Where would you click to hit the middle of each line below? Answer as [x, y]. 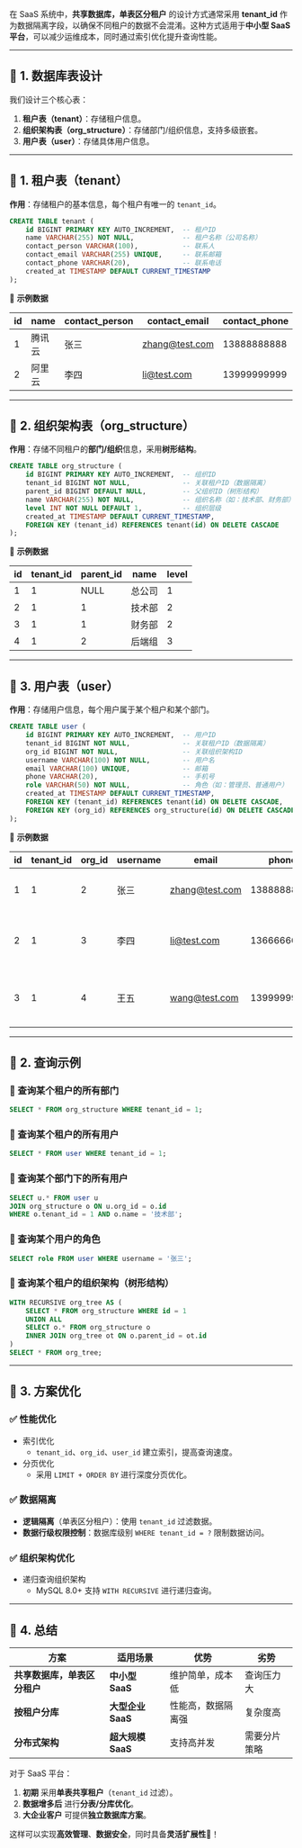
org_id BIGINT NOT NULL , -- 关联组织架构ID [134, 752]
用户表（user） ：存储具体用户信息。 [88, 141]
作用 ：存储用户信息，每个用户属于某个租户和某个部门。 [111, 709]
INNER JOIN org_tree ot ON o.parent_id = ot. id [116, 1336]
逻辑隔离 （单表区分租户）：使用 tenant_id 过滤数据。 [120, 1521]
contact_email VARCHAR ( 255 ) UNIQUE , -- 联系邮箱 [124, 255]
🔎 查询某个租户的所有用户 [64, 1135]
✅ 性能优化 [33, 1420]
